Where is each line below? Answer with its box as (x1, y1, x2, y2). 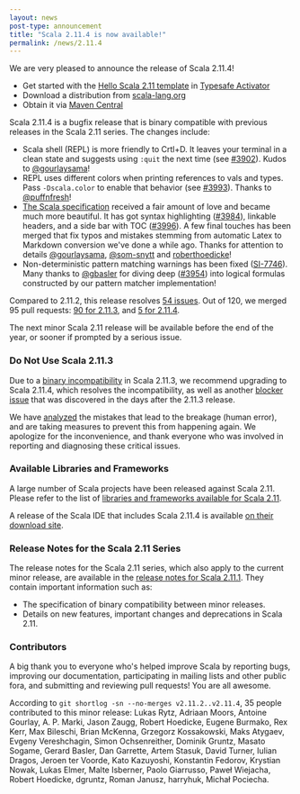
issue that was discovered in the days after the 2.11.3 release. (9, 393, 236, 405)
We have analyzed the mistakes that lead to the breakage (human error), (9, 411, 278, 422)
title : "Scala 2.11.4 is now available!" (9, 30, 167, 39)
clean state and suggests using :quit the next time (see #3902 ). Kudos (22, 154, 287, 165)
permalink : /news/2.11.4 (9, 38, 102, 48)
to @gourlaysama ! (22, 163, 91, 174)
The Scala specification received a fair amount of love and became (22, 202, 271, 212)
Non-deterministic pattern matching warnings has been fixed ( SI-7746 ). (22, 258, 288, 270)
